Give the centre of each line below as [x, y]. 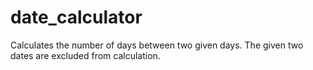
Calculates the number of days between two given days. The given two [157, 45]
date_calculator [76, 17]
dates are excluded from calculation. [85, 55]
